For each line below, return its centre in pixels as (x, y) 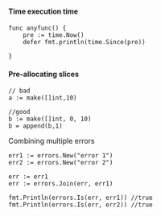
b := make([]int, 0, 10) (50, 119)
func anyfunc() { (37, 28)
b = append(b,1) (35, 126)
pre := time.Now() (54, 35)
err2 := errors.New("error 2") (61, 163)
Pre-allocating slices (43, 74)
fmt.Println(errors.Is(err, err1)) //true (80, 198)
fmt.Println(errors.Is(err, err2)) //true (80, 205)
